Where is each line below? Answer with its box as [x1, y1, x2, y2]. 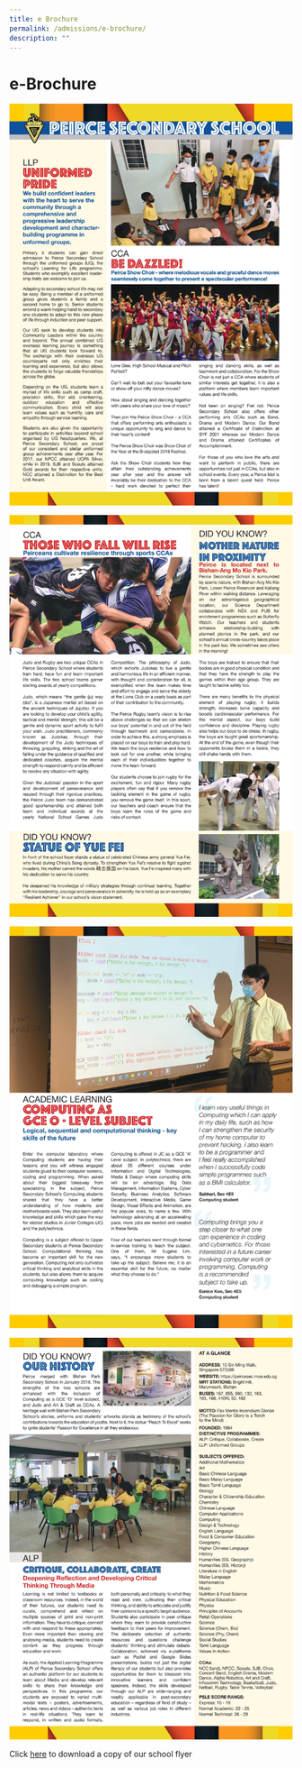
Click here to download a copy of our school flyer [9, 1748, 192, 1759]
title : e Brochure [9, 14, 78, 23]
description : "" [9, 33, 70, 42]
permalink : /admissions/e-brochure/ [9, 23, 147, 33]
